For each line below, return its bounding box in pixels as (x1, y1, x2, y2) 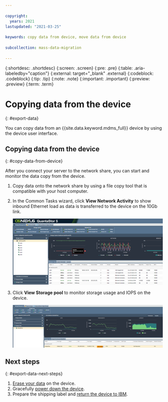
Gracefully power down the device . (12, 386, 85, 392)
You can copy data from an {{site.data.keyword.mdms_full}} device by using (5, 125, 162, 131)
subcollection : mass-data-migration (5, 45, 81, 50)
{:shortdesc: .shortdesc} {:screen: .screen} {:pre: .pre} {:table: (5, 65, 133, 71)
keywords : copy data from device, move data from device (5, 35, 126, 40)
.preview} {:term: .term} (5, 81, 54, 87)
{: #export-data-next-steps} (5, 371, 63, 377)
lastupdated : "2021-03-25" (5, 24, 61, 29)
